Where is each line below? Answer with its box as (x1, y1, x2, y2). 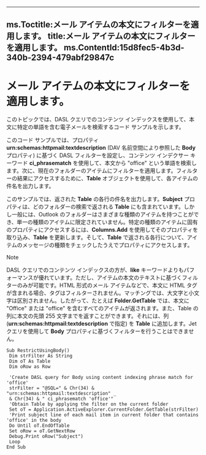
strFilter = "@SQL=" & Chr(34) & (9, 385, 95, 391)
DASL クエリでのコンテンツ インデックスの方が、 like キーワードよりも (6, 266, 184, 273)
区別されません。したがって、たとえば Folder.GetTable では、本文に (17, 297, 190, 304)
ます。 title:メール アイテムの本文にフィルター (22, 31, 196, 42)
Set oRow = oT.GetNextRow (9, 428, 75, 434)
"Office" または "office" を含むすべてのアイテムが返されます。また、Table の (6, 305, 199, 312)
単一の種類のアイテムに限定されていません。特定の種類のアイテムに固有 (17, 218, 198, 226)
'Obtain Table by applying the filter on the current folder (9, 401, 169, 408)
